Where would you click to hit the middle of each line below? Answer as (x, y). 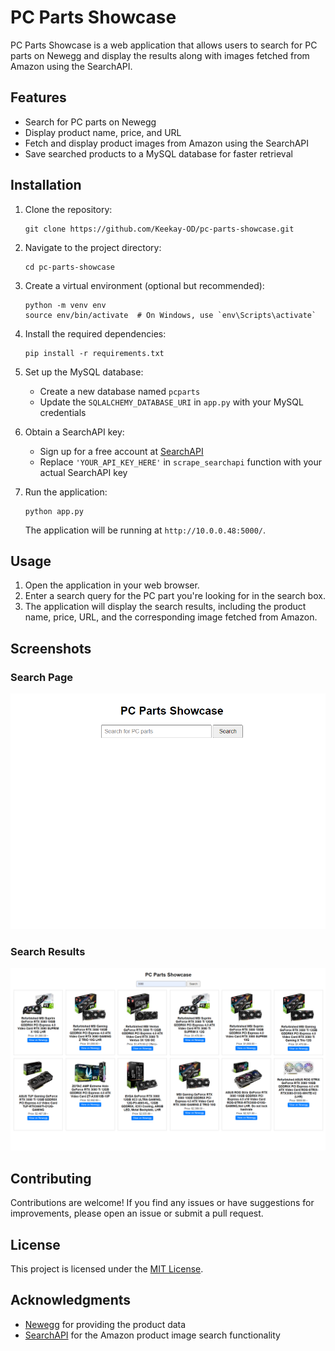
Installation (46, 185)
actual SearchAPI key (83, 472)
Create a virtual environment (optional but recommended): (144, 285)
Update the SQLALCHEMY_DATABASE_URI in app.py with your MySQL (171, 402)
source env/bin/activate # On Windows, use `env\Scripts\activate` (170, 315)
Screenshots (51, 648)
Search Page (42, 677)
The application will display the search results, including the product (165, 607)
